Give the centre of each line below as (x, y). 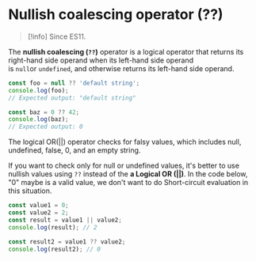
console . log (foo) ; (38, 90)
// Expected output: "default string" (72, 98)
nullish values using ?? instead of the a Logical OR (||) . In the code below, (128, 174)
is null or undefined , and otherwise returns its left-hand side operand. (121, 68)
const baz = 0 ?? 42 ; (44, 112)
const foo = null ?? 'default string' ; (74, 83)
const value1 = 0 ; (38, 206)
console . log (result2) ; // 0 (55, 249)
